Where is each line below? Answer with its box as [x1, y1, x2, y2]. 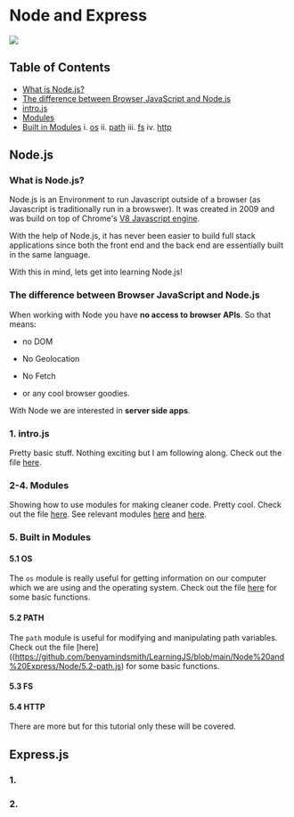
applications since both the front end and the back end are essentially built [9, 240, 283, 250]
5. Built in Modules [9, 531, 92, 543]
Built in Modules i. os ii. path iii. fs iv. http [21, 121, 172, 132]
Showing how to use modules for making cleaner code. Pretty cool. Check [9, 500, 282, 511]
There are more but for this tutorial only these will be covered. [9, 721, 236, 731]
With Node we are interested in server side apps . [9, 404, 191, 415]
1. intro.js [9, 427, 50, 439]
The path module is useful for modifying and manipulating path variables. [9, 632, 278, 642]
